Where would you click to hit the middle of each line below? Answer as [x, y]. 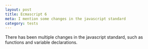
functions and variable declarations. [41, 43]
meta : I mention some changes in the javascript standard [65, 19]
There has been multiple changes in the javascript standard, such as [74, 37]
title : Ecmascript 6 [26, 14]
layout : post [18, 10]
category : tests [22, 23]
